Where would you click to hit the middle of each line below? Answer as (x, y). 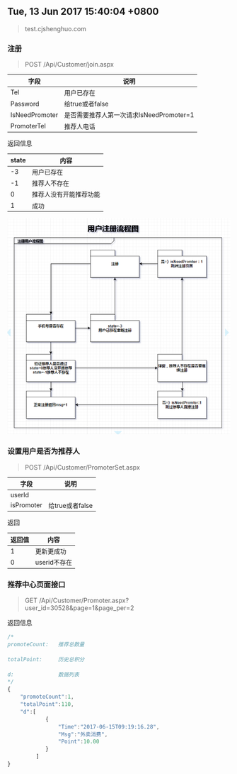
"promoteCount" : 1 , (47, 697)
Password (25, 104)
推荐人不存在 (50, 183)
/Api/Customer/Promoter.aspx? (84, 601)
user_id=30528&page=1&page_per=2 (79, 608)
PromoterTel (28, 126)
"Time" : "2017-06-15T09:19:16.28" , (109, 726)
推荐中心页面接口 (36, 585)
